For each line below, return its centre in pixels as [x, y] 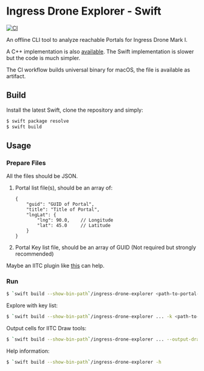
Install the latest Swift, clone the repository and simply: [75, 110]
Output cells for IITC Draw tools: [46, 328]
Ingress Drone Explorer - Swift [84, 11]
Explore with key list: [32, 305]
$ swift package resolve [38, 121]
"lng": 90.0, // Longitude [75, 220]
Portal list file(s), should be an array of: [64, 188]
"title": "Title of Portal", [63, 210]
